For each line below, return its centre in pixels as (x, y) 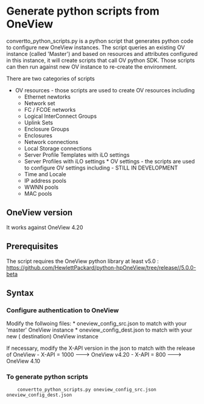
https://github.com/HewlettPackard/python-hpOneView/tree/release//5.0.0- (101, 267)
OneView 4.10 (23, 361)
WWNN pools (41, 187)
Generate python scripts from (83, 11)
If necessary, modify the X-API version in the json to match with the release (101, 348)
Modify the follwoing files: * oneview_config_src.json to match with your (97, 324)
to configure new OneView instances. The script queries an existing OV (96, 47)
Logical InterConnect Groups (61, 116)
